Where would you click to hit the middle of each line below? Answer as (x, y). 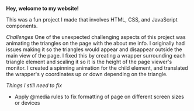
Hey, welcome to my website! (42, 8)
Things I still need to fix (34, 85)
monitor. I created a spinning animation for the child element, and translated (97, 68)
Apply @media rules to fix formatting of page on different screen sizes (99, 96)
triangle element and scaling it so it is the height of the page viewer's (89, 62)
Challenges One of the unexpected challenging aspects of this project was (96, 37)
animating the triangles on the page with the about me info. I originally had (96, 43)
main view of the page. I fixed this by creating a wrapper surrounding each (96, 55)
